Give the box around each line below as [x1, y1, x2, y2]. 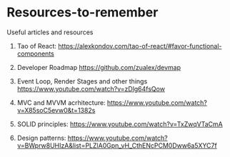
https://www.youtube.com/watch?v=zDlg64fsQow [16, 84, 166, 93]
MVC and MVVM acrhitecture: [16, 98, 106, 107]
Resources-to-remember [6, 4, 159, 21]
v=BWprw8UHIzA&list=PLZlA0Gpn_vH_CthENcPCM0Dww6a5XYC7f [16, 141, 217, 150]
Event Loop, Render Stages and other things [16, 76, 148, 86]
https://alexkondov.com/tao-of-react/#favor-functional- [58, 41, 222, 50]
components [16, 49, 54, 58]
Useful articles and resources [6, 28, 94, 36]
